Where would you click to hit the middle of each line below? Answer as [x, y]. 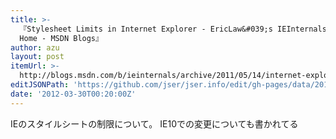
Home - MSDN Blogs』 [61, 38]
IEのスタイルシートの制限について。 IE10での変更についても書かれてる [154, 123]
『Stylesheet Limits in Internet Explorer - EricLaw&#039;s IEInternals [173, 29]
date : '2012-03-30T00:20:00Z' [73, 94]
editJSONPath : [40, 85]
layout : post [37, 57]
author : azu [35, 47]
